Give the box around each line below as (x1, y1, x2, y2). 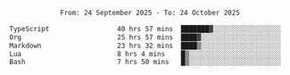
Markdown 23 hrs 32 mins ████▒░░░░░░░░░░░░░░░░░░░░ (9, 41, 281, 50)
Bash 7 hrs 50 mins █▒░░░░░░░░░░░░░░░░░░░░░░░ (9, 58, 281, 67)
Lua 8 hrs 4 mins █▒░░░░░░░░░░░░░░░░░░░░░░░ (9, 49, 281, 58)
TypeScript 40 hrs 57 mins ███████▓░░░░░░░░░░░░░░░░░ (9, 24, 281, 33)
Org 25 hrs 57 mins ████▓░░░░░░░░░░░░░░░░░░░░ (9, 32, 281, 42)
